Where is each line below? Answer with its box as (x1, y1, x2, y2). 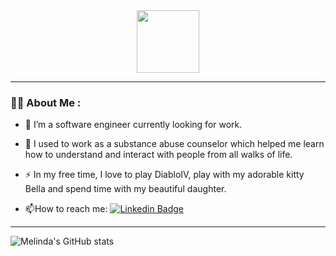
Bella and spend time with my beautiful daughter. (24, 183, 227, 195)
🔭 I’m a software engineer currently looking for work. (24, 119, 243, 131)
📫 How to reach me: (24, 203, 108, 215)
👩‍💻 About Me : (10, 95, 82, 109)
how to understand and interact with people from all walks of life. (24, 149, 293, 161)
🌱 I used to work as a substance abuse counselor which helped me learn (24, 138, 325, 150)
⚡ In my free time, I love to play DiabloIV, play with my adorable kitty (24, 169, 305, 181)
